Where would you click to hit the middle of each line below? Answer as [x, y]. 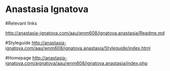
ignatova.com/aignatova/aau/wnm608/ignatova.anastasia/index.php [77, 63]
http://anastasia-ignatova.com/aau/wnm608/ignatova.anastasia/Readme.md [85, 33]
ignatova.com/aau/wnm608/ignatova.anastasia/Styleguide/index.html [78, 48]
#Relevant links [21, 23]
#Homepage [18, 58]
